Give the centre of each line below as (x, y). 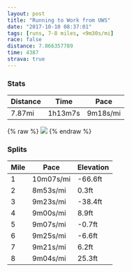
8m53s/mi (49, 190)
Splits (17, 149)
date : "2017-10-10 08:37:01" (50, 27)
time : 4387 (23, 53)
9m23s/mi (49, 202)
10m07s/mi (52, 179)
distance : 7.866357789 (40, 46)
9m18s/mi (104, 114)
